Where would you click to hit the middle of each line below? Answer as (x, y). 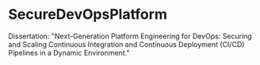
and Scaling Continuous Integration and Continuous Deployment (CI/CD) (126, 44)
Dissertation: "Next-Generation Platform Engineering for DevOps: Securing (130, 36)
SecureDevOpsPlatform (88, 14)
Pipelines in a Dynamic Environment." (69, 52)
